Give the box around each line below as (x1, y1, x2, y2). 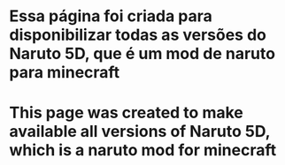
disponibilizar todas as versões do (9, 25, 267, 45)
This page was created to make (9, 103, 243, 123)
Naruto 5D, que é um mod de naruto (9, 44, 276, 64)
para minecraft (9, 63, 120, 83)
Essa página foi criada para (9, 6, 212, 26)
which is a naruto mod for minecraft (9, 140, 277, 161)
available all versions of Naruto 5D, (9, 122, 271, 142)
